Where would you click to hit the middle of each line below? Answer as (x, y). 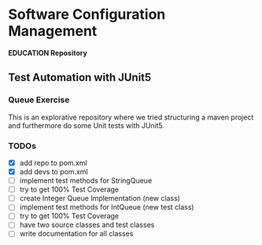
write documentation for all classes (76, 234)
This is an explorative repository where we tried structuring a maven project (131, 117)
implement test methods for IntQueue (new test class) (107, 207)
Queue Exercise (39, 100)
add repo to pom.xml (54, 163)
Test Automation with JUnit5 (80, 77)
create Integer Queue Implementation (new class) (100, 199)
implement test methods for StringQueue (86, 181)
